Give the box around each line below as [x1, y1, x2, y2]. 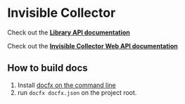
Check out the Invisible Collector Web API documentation [7, 41, 178, 50]
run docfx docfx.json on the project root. [17, 88, 137, 96]
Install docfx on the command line [17, 81, 116, 89]
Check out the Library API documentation [7, 28, 130, 37]
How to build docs [7, 62, 88, 74]
